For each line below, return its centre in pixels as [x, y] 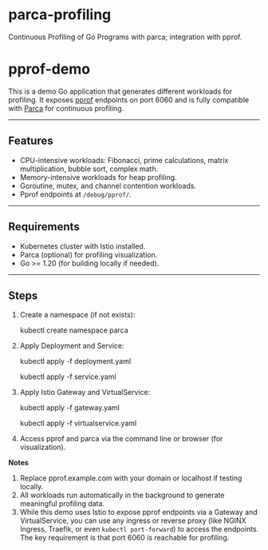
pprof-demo [49, 69]
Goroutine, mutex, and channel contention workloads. [108, 185]
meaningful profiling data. [62, 504]
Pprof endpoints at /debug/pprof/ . [75, 194]
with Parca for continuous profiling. [66, 108]
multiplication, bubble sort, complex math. [89, 169]
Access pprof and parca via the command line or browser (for [121, 439]
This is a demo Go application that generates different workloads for [120, 91]
